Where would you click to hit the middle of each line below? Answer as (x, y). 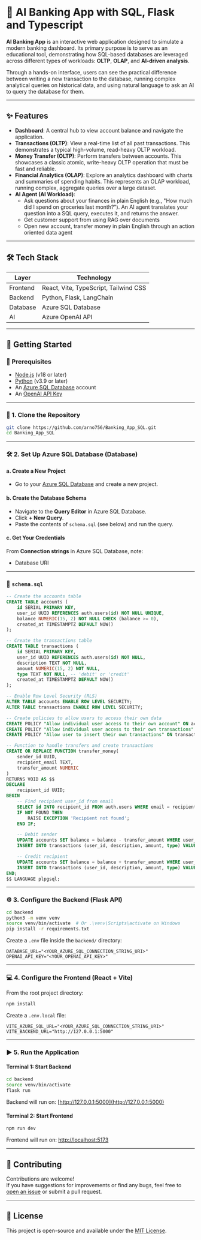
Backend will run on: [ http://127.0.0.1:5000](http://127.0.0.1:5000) (85, 1102)
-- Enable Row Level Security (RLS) (52, 696)
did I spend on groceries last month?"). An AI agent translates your (106, 207)
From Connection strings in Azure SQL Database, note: (75, 551)
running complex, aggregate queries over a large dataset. (86, 188)
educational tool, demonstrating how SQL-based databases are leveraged (97, 54)
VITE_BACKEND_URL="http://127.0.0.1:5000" (60, 1032)
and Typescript (45, 25)
